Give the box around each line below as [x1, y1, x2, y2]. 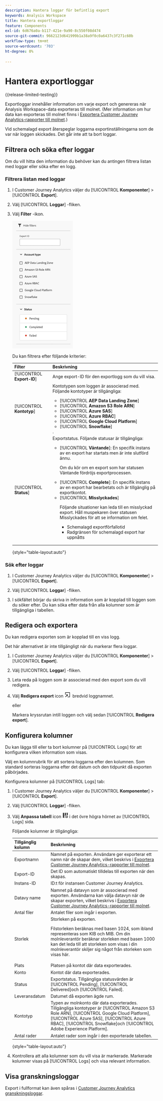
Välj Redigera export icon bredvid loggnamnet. [12, 693, 114, 699]
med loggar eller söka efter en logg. [5, 164, 77, 170]
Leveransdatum [14, 993, 46, 999]
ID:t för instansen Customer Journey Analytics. [50, 880, 144, 886]
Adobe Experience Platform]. [50, 1026, 108, 1032]
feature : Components [5, 23, 47, 28]
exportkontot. [60, 490, 87, 495]
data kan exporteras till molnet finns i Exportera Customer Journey [5, 112, 138, 117]
